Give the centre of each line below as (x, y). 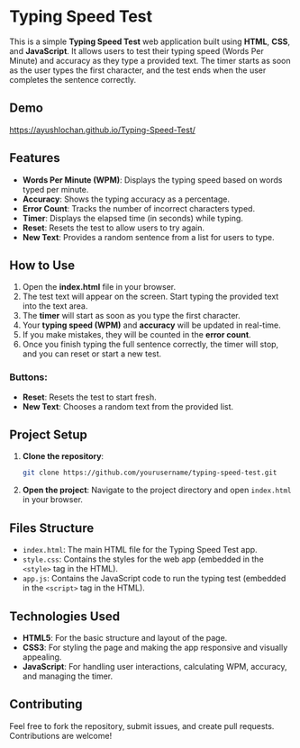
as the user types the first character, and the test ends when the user (138, 70)
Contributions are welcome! (61, 735)
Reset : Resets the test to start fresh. (89, 397)
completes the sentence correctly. (73, 79)
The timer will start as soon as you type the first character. (131, 316)
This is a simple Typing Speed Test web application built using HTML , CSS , (150, 41)
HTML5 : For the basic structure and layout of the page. (125, 637)
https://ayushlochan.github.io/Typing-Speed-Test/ (103, 130)
